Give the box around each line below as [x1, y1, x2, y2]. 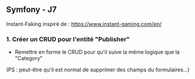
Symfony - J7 [6, 5, 57, 15]
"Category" [14, 55, 43, 62]
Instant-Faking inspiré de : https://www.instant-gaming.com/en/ [6, 20, 162, 27]
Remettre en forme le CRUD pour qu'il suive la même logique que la [14, 48, 180, 55]
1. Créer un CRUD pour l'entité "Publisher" [6, 35, 130, 43]
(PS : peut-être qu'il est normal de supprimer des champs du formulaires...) [6, 66, 190, 73]
